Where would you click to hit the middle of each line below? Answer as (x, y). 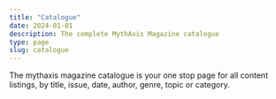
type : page (29, 42)
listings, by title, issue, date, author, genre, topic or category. (119, 85)
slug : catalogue (39, 50)
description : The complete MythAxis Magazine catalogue (114, 34)
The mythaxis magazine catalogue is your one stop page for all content (138, 75)
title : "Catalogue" (45, 17)
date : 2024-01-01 (41, 26)
